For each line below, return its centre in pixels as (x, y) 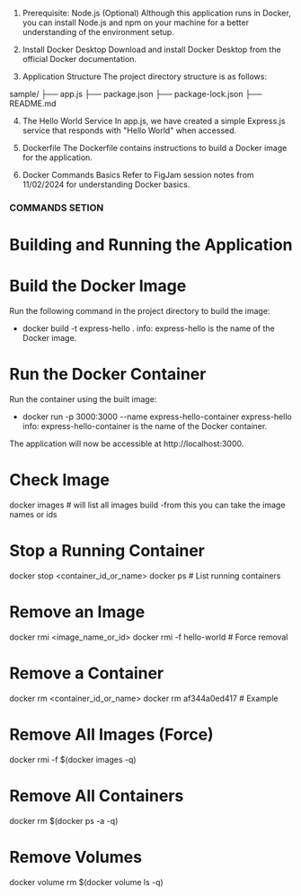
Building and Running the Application (151, 245)
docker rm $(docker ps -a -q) (64, 820)
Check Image (60, 480)
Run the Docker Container (108, 375)
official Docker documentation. (80, 59)
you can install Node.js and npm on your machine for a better (136, 22)
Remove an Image (77, 612)
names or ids (33, 514)
